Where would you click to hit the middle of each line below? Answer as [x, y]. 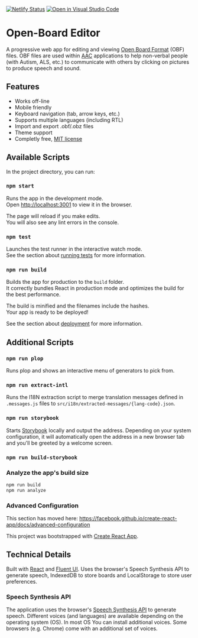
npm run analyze [26, 490]
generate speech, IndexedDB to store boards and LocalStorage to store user [99, 575]
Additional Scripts [40, 342]
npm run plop [25, 358]
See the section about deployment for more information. [74, 324]
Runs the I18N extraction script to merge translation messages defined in [95, 397]
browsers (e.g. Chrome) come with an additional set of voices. [82, 629]
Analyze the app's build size [48, 472]
